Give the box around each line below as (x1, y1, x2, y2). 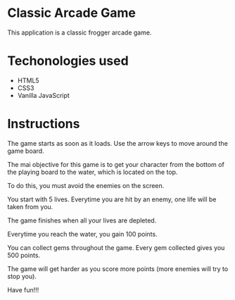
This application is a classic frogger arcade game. (7, 28, 152, 37)
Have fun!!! (7, 285, 39, 294)
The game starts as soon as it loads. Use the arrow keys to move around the (7, 139, 229, 147)
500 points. (7, 251, 41, 259)
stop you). (7, 272, 37, 280)
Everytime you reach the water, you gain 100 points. (7, 230, 158, 238)
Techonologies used (7, 53, 129, 69)
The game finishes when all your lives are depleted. (7, 216, 157, 225)
